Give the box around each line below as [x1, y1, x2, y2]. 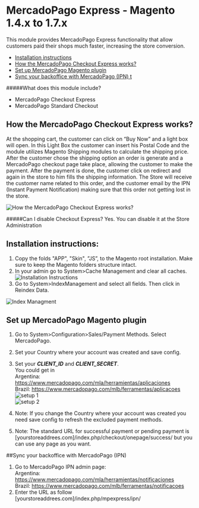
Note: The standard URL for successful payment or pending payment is [14, 428, 189, 435]
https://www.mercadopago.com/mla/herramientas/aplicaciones [14, 379, 170, 387]
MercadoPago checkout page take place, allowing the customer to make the [6, 160, 193, 167]
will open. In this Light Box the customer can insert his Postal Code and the [6, 141, 189, 149]
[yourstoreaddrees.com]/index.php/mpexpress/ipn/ [14, 495, 141, 502]
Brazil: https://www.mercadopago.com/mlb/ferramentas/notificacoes [14, 482, 184, 490]
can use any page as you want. [14, 440, 91, 447]
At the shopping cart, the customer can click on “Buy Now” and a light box [6, 135, 188, 142]
